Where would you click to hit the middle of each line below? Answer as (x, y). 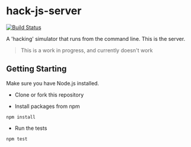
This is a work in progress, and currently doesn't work (87, 50)
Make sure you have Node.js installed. (53, 83)
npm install (21, 117)
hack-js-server (44, 11)
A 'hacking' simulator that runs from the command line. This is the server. (96, 39)
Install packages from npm (47, 106)
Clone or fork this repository (49, 95)
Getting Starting (36, 69)
